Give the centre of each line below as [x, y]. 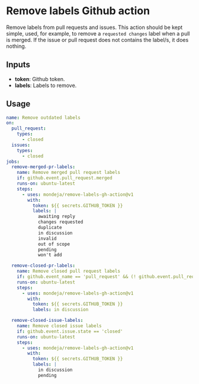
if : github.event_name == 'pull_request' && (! [76, 277]
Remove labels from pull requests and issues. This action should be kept [94, 27]
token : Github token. [40, 79]
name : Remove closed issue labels [59, 326]
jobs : [13, 162]
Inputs [18, 65]
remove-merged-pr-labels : [44, 167]
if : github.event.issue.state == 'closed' [70, 331]
